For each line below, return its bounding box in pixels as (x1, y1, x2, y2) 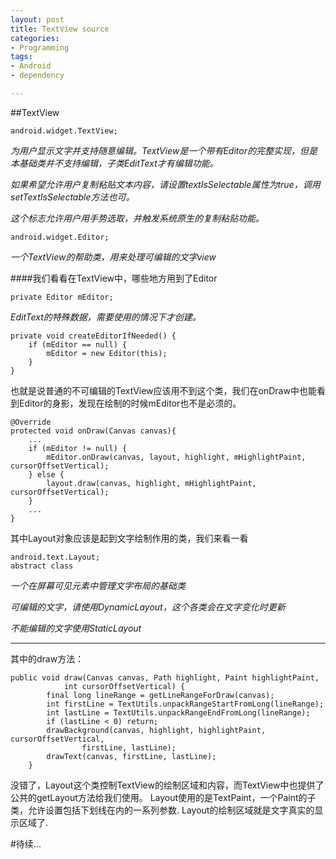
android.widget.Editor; (10, 232, 110, 242)
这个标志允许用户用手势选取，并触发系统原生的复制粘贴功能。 (10, 212, 265, 224)
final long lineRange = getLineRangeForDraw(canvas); (46, 690, 275, 700)
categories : (10, 33, 60, 43)
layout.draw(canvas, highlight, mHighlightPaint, (46, 478, 257, 488)
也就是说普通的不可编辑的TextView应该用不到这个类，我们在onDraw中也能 (10, 384, 317, 396)
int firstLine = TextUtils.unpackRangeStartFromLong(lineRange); (46, 699, 325, 709)
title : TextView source (10, 24, 110, 34)
